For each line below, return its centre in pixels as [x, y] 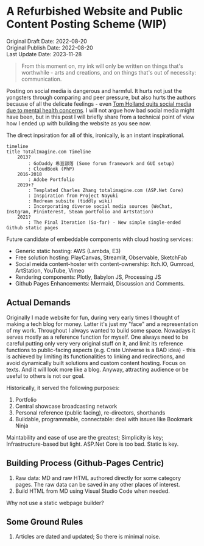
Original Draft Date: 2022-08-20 [47, 41]
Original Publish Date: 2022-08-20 [50, 48]
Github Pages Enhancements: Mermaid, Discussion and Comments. [100, 283]
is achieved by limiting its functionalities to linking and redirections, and [96, 356]
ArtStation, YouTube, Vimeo [50, 270]
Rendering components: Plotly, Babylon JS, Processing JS [88, 277]
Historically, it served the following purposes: [63, 388]
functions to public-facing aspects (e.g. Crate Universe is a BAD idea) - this [101, 350]
